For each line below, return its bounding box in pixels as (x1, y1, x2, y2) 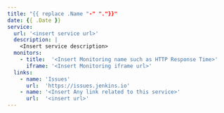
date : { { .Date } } (7, 17, 61, 24)
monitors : (13, 50, 42, 57)
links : (13, 69, 33, 76)
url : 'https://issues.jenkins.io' (25, 82, 131, 89)
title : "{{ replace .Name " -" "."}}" (7, 10, 118, 18)
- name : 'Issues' (20, 75, 71, 83)
